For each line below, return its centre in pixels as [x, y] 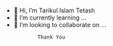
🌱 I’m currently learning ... [50, 18]
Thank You [51, 37]
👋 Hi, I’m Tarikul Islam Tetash [54, 10]
